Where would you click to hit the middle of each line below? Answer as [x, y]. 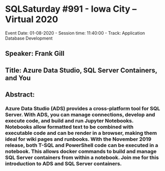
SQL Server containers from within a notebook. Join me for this [82, 158]
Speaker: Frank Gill [35, 54]
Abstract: [20, 95]
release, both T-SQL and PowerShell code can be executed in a [82, 146]
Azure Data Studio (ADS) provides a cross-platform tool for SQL [82, 109]
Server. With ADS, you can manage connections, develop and [80, 115]
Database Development [29, 38]
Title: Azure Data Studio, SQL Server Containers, [81, 70]
